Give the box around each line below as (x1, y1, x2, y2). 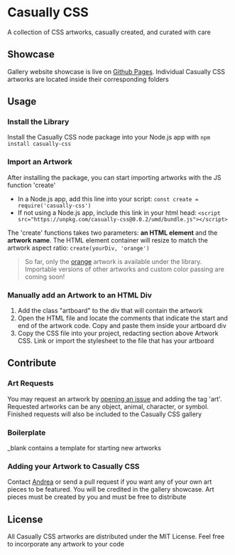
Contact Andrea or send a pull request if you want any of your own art (7, 477, 212, 486)
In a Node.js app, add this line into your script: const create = (17, 194, 199, 203)
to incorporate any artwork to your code (7, 540, 124, 549)
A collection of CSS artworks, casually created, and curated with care (7, 28, 211, 36)
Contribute (7, 357, 57, 369)
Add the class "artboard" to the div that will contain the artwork (17, 307, 203, 315)
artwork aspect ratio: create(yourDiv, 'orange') (7, 243, 150, 252)
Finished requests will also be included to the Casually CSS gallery (7, 410, 202, 418)
